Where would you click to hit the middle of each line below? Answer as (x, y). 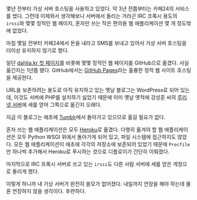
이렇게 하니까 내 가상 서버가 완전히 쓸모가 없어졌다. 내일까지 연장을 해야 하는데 (96, 184)
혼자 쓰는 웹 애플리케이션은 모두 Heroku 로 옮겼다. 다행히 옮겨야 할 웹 (85, 130)
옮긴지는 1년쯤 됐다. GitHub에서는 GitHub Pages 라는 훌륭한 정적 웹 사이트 (91, 70)
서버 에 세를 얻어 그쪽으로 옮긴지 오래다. (57, 105)
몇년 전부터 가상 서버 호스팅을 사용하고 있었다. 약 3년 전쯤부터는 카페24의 (90, 9)
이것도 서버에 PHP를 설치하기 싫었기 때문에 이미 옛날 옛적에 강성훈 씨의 (95, 97)
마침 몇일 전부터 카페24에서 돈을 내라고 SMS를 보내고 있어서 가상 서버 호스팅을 (96, 43)
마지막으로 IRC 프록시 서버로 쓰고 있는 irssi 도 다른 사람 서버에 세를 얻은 (89, 164)
